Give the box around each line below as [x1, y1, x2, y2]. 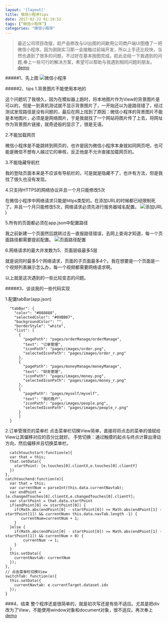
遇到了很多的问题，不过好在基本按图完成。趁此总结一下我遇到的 [26, 53, 158, 59]
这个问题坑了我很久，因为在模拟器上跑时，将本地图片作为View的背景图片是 [5, 96, 160, 103]
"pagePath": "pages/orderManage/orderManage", [23, 337, 122, 342]
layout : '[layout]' [5, 7, 46, 13]
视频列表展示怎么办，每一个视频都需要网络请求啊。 [9, 264, 115, 270]
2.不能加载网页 [5, 132, 36, 138]
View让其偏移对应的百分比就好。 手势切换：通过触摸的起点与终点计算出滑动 [5, 434, 161, 440]
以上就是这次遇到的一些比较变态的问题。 [5, 275, 88, 281]
